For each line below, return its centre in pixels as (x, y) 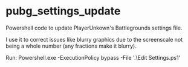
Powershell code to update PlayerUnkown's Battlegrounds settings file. (94, 28)
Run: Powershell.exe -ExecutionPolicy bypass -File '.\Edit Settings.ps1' (93, 57)
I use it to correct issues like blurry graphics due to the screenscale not (94, 39)
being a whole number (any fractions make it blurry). (71, 46)
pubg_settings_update (63, 11)
